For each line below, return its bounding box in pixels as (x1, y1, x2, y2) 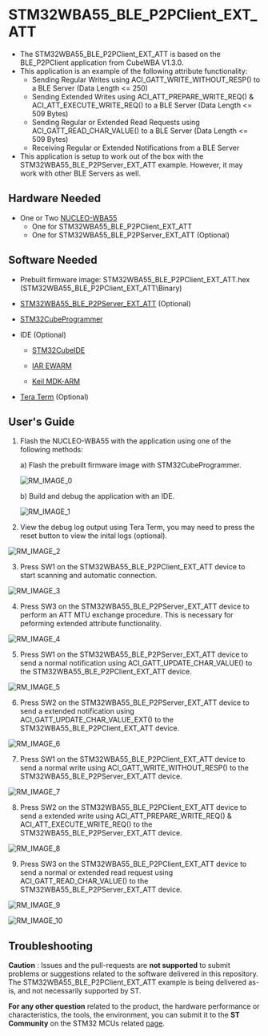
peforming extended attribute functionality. (19, 619, 162, 629)
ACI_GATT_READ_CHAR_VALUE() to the (19, 876, 149, 886)
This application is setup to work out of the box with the (19, 151, 204, 161)
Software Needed (8, 253, 98, 267)
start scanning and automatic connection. (19, 571, 158, 581)
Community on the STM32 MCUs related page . (8, 1018, 166, 1028)
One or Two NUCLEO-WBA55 (19, 212, 118, 222)
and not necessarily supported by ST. (17, 986, 142, 996)
